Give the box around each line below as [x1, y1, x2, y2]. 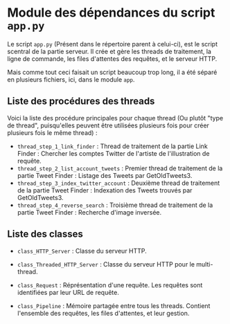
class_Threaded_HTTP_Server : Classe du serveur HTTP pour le [17, 260, 195, 268]
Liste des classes [7, 228, 83, 240]
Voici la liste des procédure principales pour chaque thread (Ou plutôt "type [7, 114, 224, 122]
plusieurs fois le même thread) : [7, 128, 98, 136]
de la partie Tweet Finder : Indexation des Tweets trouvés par [17, 186, 193, 195]
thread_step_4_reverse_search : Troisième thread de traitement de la [17, 201, 213, 209]
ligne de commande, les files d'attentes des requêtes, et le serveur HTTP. [7, 54, 218, 63]
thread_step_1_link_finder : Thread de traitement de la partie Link [17, 142, 208, 150]
